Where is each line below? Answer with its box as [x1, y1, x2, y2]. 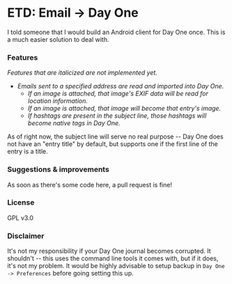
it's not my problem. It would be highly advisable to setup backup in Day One [7, 262, 225, 270]
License [7, 198, 35, 207]
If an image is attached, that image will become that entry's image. [27, 104, 222, 113]
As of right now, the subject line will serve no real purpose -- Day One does [7, 132, 224, 141]
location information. [27, 97, 88, 105]
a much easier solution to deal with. [7, 35, 109, 43]
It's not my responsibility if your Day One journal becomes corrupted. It [7, 247, 211, 255]
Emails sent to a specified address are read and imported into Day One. [17, 82, 224, 90]
